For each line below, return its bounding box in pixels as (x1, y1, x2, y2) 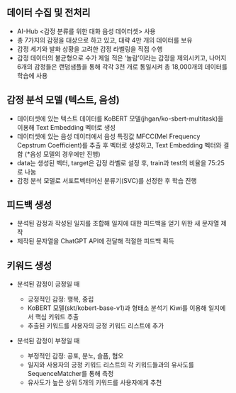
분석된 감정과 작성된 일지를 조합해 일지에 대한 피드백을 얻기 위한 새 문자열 (16, 219, 220, 228)
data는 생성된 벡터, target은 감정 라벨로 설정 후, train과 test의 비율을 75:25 (16, 158, 225, 167)
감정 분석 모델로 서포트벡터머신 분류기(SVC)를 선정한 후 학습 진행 (16, 176, 197, 184)
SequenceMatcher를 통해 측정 (27, 370, 114, 378)
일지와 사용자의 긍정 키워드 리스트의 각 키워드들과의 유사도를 (27, 360, 194, 369)
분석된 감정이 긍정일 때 (16, 279, 80, 289)
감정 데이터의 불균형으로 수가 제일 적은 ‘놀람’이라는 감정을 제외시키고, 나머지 (16, 53, 227, 62)
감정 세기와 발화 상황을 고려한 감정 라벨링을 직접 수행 (16, 45, 163, 53)
